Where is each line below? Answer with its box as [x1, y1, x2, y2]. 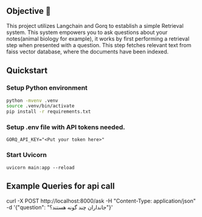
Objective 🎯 [6, 6, 51, 16]
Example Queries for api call [6, 181, 115, 192]
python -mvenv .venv [6, 98, 59, 104]
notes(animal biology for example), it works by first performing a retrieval [6, 35, 190, 42]
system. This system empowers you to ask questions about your [6, 28, 168, 36]
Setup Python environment [6, 84, 88, 92]
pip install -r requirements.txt [6, 109, 91, 115]
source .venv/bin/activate [6, 103, 75, 109]
